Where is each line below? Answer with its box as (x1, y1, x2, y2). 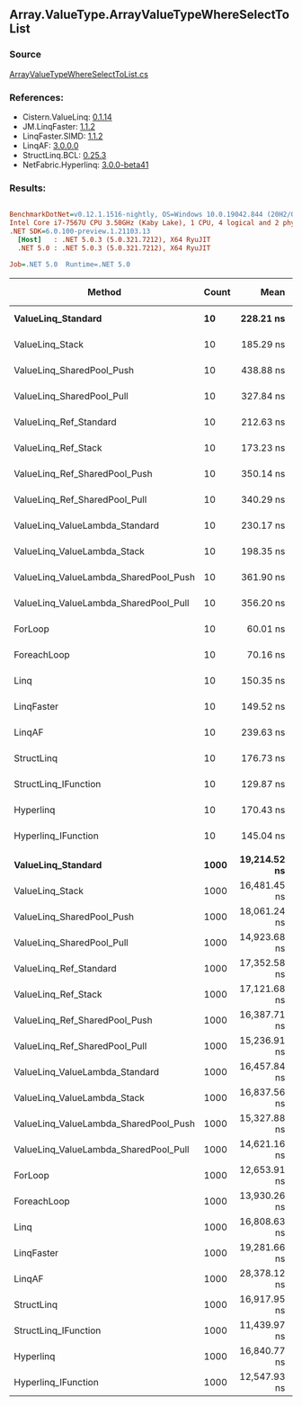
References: (9, 91, 65, 103)
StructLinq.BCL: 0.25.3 (22, 149, 107, 160)
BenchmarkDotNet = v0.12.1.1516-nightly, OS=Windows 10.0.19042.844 (9, 210, 263, 219)
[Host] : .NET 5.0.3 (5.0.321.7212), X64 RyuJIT (17, 235, 211, 244)
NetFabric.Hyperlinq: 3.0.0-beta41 (22, 159, 149, 170)
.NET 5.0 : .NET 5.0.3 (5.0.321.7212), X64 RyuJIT (17, 243, 211, 253)
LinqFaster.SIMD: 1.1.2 (22, 130, 103, 141)
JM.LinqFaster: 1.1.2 (22, 121, 96, 131)
